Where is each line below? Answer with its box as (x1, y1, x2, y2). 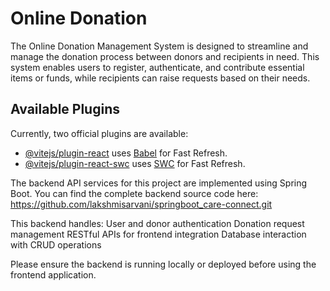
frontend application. (10, 268, 97, 281)
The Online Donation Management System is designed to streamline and (10, 40, 309, 52)
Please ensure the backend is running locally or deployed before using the (10, 258, 317, 270)
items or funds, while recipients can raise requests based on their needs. (10, 72, 311, 84)
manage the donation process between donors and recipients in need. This (10, 50, 320, 62)
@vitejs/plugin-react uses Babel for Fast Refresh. (24, 147, 228, 159)
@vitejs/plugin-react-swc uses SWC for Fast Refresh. (24, 157, 246, 169)
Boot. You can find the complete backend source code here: (10, 187, 259, 199)
